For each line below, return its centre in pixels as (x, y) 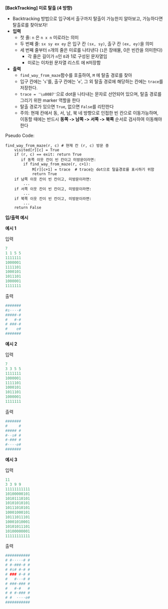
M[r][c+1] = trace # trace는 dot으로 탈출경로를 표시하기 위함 (93, 169)
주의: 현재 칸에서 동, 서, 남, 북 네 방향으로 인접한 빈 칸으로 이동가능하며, (89, 113)
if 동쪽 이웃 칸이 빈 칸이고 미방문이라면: (58, 160)
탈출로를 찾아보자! (30, 25)
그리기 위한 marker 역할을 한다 (50, 100)
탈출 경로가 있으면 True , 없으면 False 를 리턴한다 (67, 107)
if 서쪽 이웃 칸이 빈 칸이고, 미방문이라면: (53, 189)
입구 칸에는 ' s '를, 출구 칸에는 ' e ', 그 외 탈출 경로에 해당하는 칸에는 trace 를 (92, 81)
